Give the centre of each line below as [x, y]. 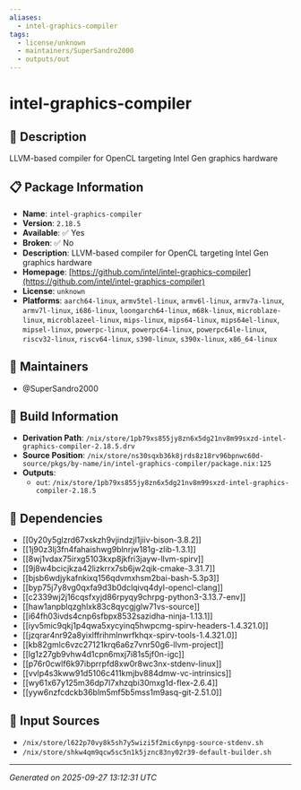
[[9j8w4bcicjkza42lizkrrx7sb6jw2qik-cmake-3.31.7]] [119, 569]
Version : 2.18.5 [52, 223]
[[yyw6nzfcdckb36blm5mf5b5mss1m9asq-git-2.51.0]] [122, 692]
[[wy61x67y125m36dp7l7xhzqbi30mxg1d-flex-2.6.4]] [120, 683]
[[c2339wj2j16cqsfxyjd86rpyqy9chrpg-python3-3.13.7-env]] [134, 597]
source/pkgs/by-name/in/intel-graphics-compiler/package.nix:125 [146, 464]
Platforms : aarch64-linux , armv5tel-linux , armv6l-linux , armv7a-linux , [153, 300]
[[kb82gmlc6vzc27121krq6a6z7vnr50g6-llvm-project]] [123, 645]
